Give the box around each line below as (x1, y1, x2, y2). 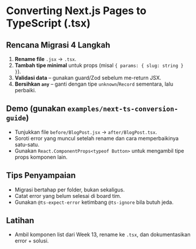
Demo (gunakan (6, 104, 66, 114)
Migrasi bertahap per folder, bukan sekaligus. (14, 186, 125, 193)
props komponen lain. (14, 153, 68, 160)
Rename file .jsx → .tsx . (14, 56, 77, 62)
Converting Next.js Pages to (6, 4, 147, 18)
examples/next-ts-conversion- (67, 105, 178, 113)
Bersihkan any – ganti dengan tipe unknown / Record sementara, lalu (14, 80, 174, 88)
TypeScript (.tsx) (6, 16, 91, 30)
